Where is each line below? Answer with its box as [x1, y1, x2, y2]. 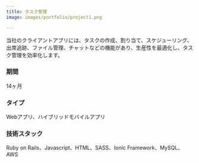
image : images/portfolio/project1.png [6, 14, 102, 20]
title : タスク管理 [6, 8, 48, 15]
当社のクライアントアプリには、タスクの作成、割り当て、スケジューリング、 [6, 36, 192, 43]
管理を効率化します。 [11, 51, 64, 58]
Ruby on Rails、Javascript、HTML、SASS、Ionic [6, 144, 127, 152]
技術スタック [6, 130, 43, 138]
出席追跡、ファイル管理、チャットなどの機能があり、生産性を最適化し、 [6, 44, 183, 51]
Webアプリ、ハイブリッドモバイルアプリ [6, 114, 106, 121]
